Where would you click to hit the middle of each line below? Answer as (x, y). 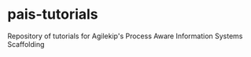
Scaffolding (26, 44)
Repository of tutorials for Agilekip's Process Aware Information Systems (125, 36)
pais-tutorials (53, 14)
